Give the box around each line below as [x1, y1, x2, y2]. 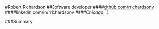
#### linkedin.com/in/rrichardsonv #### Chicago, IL [5, 9, 109, 15]
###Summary [5, 19, 33, 24]
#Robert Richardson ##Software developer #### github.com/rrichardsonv [5, 4, 154, 10]
